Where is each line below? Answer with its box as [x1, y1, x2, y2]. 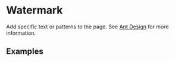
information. [6, 29, 36, 36]
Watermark [6, 4, 63, 17]
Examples [6, 47, 43, 57]
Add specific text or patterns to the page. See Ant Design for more [6, 23, 169, 30]
